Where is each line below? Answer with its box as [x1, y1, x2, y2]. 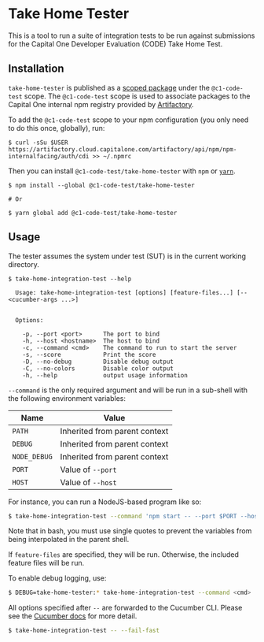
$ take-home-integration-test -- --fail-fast [8, 627, 159, 635]
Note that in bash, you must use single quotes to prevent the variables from [8, 526, 252, 536]
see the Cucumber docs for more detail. [8, 611, 137, 621]
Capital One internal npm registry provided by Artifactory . [8, 99, 194, 109]
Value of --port [60, 464, 117, 475]
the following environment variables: [8, 393, 126, 403]
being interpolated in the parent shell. [8, 535, 130, 544]
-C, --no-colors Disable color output [22, 364, 174, 373]
